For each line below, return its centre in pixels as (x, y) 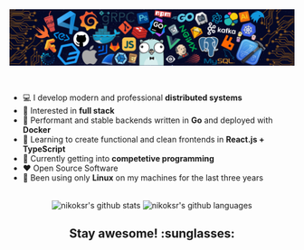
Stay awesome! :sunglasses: (152, 234)
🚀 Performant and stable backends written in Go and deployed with (147, 120)
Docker (37, 130)
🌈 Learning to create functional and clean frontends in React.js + (143, 140)
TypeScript (44, 149)
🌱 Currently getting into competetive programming (118, 159)
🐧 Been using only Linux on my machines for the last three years (143, 178)
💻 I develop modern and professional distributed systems (132, 97)
